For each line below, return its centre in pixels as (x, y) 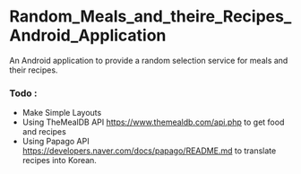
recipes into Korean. (59, 161)
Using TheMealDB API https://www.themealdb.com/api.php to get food (153, 122)
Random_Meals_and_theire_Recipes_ (150, 17)
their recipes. (34, 70)
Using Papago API (56, 142)
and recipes (44, 132)
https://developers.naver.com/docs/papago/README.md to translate (149, 151)
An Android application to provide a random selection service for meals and (149, 60)
